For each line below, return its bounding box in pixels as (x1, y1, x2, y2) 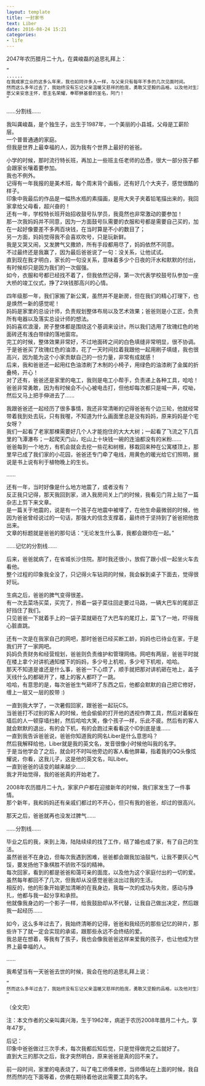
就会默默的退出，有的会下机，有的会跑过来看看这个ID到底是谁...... (6, 724, 171, 732)
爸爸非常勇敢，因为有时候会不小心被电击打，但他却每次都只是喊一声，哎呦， (6, 384, 199, 392)
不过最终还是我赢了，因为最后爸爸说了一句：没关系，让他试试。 (6, 249, 167, 256)
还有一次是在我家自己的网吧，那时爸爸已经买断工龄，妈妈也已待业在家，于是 (6, 635, 199, 642)
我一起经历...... (6, 907, 43, 914)
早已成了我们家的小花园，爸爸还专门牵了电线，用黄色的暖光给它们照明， (11, 451, 193, 458)
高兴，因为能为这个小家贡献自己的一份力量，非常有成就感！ (6, 354, 156, 361)
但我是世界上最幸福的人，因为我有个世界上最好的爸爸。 (6, 143, 145, 151)
